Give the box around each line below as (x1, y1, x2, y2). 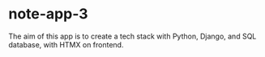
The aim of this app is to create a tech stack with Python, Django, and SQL (8, 31, 257, 41)
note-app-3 (8, 5, 88, 23)
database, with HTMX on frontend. (8, 39, 124, 49)
